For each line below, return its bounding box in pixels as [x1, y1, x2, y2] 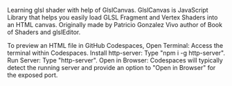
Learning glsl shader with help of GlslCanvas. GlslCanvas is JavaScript [7, 6, 209, 14]
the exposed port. [7, 71, 58, 79]
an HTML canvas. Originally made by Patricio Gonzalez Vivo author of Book [7, 21, 223, 28]
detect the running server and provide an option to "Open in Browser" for [7, 64, 216, 71]
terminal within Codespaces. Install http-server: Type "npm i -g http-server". [7, 49, 225, 57]
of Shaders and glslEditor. [7, 28, 81, 36]
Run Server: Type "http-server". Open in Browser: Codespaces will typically [7, 56, 223, 64]
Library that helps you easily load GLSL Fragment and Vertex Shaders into [7, 13, 218, 21]
